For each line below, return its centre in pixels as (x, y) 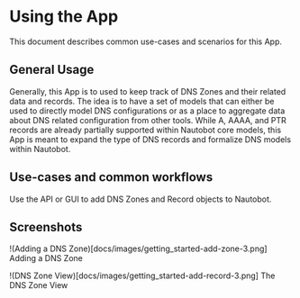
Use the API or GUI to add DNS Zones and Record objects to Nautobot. (141, 199)
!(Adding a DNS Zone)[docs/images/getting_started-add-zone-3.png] (138, 248)
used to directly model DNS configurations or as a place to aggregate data (147, 111)
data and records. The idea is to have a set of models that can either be (142, 101)
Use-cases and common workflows (111, 177)
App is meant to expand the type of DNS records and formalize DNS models (150, 139)
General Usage (52, 70)
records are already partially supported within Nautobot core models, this (145, 130)
